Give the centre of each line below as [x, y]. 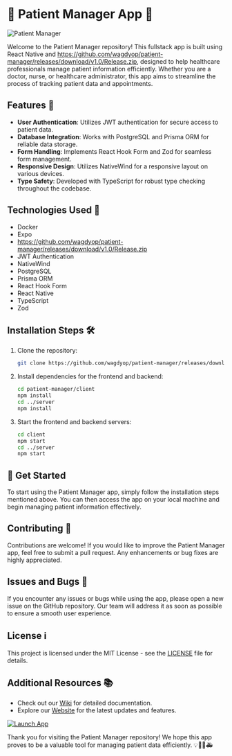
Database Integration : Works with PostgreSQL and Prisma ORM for [113, 137]
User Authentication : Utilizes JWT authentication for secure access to [118, 122]
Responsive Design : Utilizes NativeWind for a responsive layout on [113, 166]
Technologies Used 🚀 [54, 210]
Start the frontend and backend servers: [74, 421]
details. [18, 660]
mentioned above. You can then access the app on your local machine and [113, 500]
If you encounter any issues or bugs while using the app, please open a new [116, 598]
